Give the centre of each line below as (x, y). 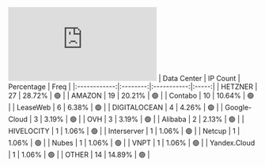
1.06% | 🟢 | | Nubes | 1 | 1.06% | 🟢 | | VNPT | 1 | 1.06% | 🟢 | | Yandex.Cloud (132, 143)
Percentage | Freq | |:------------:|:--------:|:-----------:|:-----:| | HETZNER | (133, 87)
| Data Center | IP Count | (199, 78)
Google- (238, 107)
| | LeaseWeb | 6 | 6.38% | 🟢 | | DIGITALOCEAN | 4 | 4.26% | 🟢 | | (116, 107)
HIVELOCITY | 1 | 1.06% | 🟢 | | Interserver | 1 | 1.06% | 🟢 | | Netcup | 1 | (124, 131)
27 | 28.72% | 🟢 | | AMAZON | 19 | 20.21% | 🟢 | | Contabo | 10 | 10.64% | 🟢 (131, 95)
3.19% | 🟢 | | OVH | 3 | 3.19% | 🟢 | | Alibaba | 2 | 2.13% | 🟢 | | (144, 119)
